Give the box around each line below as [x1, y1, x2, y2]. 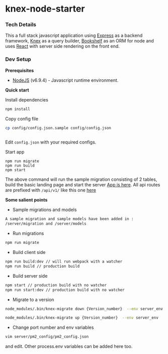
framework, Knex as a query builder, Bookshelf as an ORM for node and [5, 38, 154, 44]
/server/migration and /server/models [5, 221, 87, 226]
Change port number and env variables [12, 324, 94, 331]
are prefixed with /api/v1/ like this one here [5, 187, 97, 193]
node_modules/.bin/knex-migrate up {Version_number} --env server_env [5, 315, 158, 321]
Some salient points [5, 197, 48, 203]
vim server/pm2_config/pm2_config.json [5, 334, 89, 339]
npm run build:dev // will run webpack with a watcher [5, 259, 123, 264]
